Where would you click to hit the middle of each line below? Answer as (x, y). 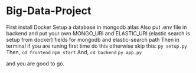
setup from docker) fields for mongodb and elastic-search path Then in (93, 39)
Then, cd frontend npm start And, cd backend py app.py (74, 52)
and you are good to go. (35, 64)
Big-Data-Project (49, 11)
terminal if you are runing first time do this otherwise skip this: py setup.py (97, 46)
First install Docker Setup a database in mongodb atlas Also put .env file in (97, 27)
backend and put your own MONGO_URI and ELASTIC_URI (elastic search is (98, 33)
